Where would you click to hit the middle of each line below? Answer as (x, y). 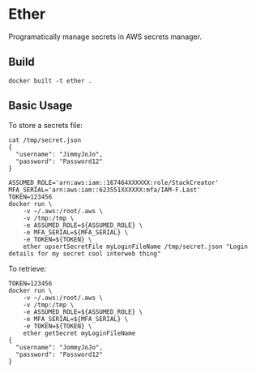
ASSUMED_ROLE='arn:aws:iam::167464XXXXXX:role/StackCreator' (114, 182)
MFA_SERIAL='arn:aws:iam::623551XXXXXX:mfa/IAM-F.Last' (105, 190)
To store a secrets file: (46, 125)
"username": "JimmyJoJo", (60, 154)
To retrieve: (28, 268)
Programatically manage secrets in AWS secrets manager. (105, 36)
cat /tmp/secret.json (45, 140)
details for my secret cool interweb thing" (85, 253)
